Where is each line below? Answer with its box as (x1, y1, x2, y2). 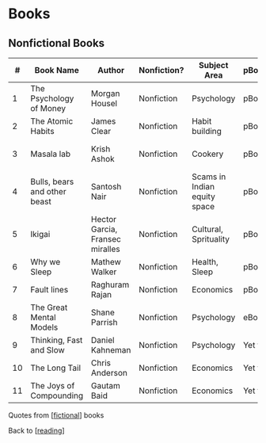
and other (30, 186, 66, 197)
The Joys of (30, 380, 75, 391)
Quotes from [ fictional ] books (8, 411, 104, 420)
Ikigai (30, 229, 51, 239)
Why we (30, 257, 61, 267)
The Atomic (30, 116, 74, 127)
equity (191, 191, 215, 202)
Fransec (90, 234, 121, 244)
